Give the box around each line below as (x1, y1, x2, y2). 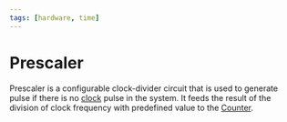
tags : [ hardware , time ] (9, 13, 100, 23)
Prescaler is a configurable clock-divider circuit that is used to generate (9, 83, 279, 94)
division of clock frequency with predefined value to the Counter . (9, 102, 253, 113)
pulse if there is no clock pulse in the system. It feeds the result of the (9, 92, 272, 103)
